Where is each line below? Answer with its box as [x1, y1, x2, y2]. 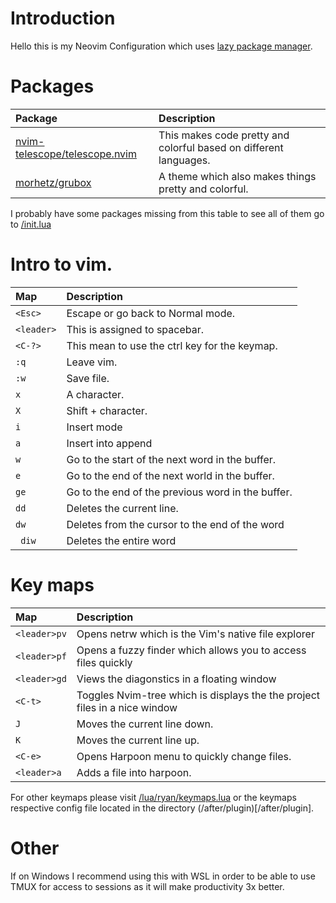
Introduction [10, 7, 116, 30]
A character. [66, 387, 125, 401]
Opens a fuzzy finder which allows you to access [76, 643, 307, 657]
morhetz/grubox [15, 175, 92, 189]
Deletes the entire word [66, 533, 177, 547]
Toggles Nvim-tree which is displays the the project [76, 688, 321, 702]
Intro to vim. [10, 253, 113, 276]
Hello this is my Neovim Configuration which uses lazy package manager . [10, 40, 313, 52]
